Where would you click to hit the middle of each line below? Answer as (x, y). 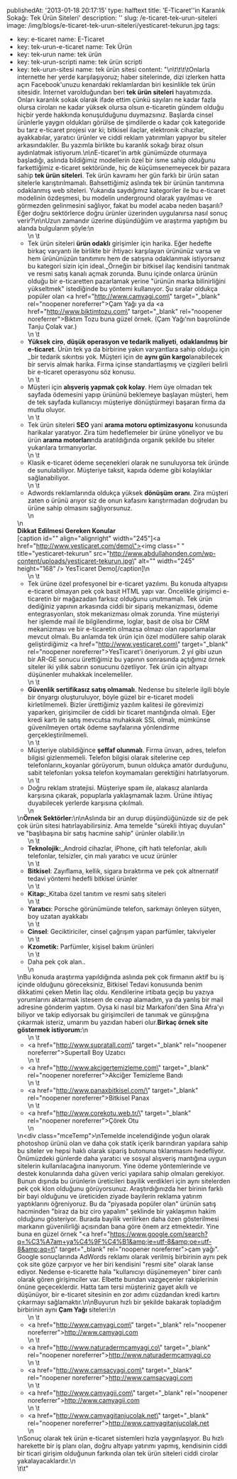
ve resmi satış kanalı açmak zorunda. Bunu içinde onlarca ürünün (122, 274)
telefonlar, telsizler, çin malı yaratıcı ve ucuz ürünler (103, 856)
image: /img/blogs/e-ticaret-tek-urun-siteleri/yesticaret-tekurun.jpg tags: (114, 25)
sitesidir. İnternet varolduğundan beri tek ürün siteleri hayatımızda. (115, 92)
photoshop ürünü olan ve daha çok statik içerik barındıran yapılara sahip (122, 1143)
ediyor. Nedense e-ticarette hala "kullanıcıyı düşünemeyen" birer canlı (119, 1272)
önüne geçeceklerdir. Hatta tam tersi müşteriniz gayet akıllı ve (107, 1287)
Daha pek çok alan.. (56, 962)
